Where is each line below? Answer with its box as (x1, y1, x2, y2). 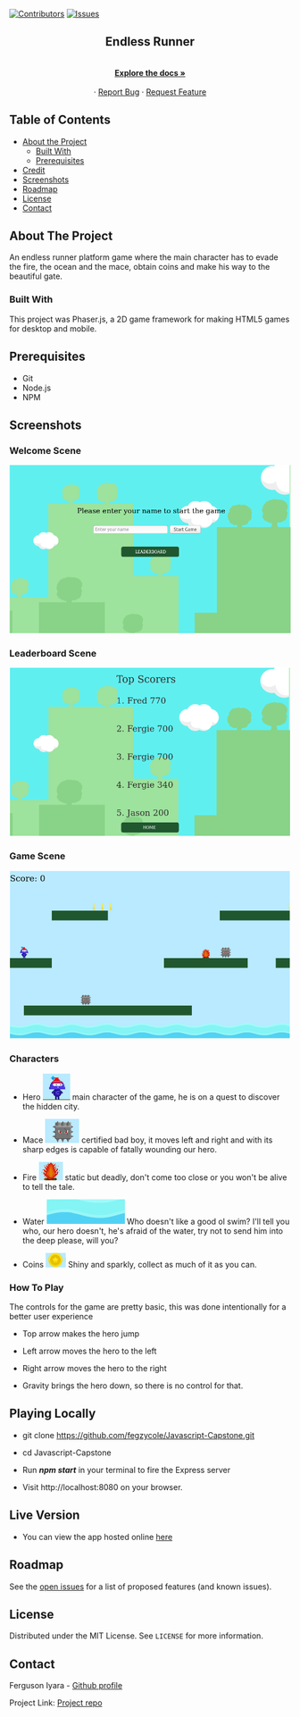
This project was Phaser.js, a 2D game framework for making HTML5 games (9, 314, 290, 324)
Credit (21, 164, 46, 175)
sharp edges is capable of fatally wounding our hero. (21, 1143, 217, 1154)
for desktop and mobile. (9, 322, 97, 334)
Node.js (21, 382, 52, 393)
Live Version (9, 1508, 80, 1523)
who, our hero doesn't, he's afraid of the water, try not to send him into (21, 1225, 284, 1236)
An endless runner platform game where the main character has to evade (9, 252, 279, 263)
